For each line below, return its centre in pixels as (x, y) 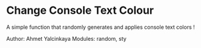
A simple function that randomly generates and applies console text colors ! (100, 27)
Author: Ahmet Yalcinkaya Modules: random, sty (67, 38)
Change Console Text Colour (80, 10)
